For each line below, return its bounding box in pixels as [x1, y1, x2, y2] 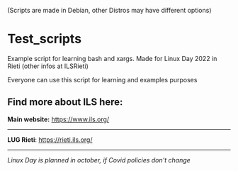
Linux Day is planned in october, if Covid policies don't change [7, 155, 191, 164]
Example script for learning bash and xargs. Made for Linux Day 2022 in [7, 54, 217, 62]
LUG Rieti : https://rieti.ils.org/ [7, 135, 93, 144]
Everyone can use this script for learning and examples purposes [7, 75, 198, 84]
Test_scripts [7, 31, 82, 47]
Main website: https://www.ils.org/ [7, 115, 110, 123]
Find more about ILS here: [7, 96, 123, 109]
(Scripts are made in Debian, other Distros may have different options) [7, 6, 212, 14]
